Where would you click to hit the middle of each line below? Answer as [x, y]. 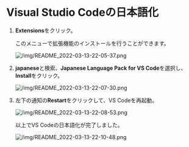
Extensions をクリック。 [45, 30]
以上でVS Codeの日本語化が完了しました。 [69, 125]
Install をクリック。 [39, 75]
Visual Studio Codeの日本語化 [83, 12]
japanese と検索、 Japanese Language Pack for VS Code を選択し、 [101, 68]
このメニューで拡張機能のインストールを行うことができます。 [92, 43]
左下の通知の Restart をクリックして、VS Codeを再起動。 [86, 100]
